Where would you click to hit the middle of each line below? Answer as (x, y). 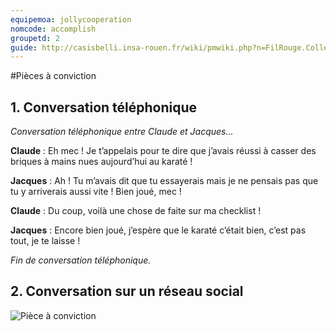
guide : (24, 47)
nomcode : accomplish (53, 29)
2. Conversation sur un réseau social (127, 291)
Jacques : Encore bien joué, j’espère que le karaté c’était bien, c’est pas (158, 230)
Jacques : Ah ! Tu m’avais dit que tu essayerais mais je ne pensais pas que (164, 181)
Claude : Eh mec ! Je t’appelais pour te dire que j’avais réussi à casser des (163, 151)
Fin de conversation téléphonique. (81, 260)
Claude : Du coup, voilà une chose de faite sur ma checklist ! (136, 211)
